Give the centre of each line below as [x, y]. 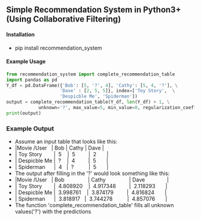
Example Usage [26, 62]
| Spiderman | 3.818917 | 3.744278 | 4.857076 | [91, 199]
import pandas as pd [32, 80]
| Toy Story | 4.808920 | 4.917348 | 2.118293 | [91, 186]
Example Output [30, 128]
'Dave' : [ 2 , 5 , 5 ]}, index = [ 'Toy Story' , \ [117, 91]
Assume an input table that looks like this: [66, 142]
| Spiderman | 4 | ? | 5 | [62, 167]
